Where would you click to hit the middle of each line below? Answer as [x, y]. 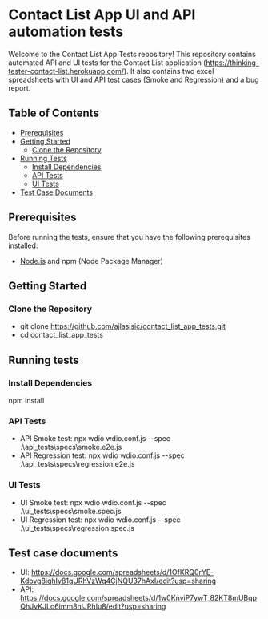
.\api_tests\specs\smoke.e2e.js [71, 447]
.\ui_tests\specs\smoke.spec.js [70, 511]
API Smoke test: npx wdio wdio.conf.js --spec [95, 439]
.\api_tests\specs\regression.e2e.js [77, 464]
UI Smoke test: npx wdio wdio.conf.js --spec [93, 502]
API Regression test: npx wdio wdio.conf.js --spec [102, 455]
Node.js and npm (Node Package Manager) [92, 261]
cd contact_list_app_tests [62, 335]
